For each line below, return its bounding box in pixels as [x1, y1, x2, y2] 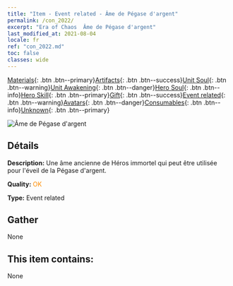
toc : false [7, 50, 40, 57]
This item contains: [7, 253, 94, 265]
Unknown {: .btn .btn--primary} [20, 105, 110, 114]
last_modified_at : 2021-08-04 [7, 30, 97, 37]
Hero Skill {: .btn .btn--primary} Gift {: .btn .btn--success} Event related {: [20, 90, 226, 99]
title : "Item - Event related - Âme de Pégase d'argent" [7, 10, 179, 18]
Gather [7, 213, 39, 226]
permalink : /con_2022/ [7, 17, 74, 24]
